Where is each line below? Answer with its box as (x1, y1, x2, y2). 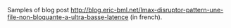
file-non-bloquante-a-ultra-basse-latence (7, 13, 129, 21)
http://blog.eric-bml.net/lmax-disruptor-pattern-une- (70, 6, 224, 14)
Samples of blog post (7, 6, 69, 14)
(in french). (130, 13, 163, 21)
